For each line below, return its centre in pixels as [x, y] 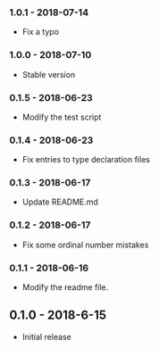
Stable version [49, 74]
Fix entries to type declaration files [86, 160]
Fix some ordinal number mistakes [85, 245]
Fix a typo [41, 32]
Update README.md [60, 202]
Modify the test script [62, 117]
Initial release [46, 337]
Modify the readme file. [65, 287]
